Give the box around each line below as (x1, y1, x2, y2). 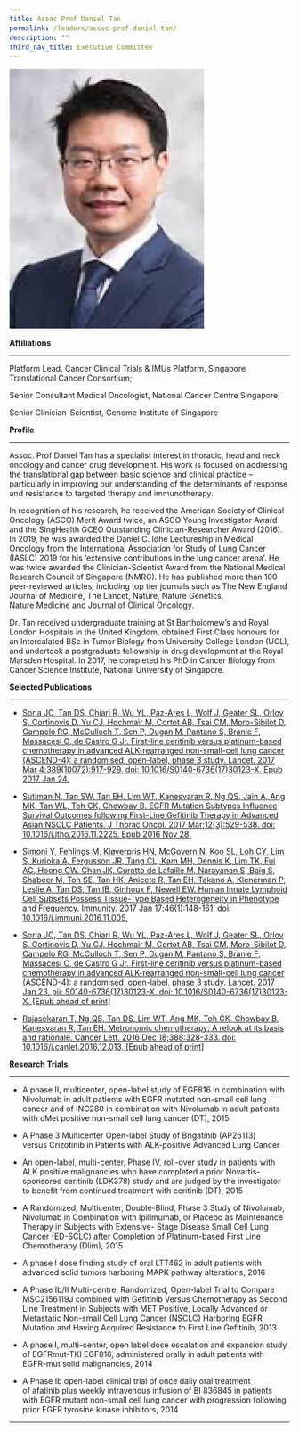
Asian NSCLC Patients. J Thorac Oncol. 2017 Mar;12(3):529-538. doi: (21, 819, 276, 830)
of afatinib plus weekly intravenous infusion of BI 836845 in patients (21, 1385, 273, 1395)
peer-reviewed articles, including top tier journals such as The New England (9, 580, 287, 592)
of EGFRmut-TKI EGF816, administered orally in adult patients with (21, 1348, 265, 1359)
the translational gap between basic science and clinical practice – (9, 469, 254, 479)
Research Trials (9, 1059, 69, 1069)
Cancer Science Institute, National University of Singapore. (9, 664, 225, 675)
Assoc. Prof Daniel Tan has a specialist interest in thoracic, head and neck (9, 450, 281, 461)
